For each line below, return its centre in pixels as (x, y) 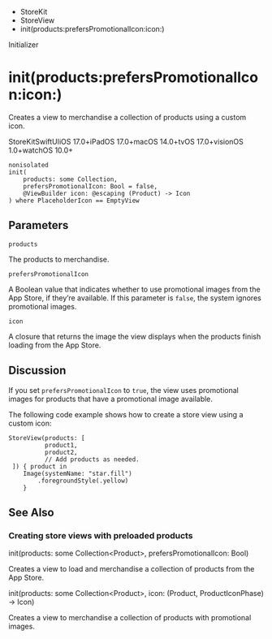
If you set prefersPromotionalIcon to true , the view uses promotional (124, 390)
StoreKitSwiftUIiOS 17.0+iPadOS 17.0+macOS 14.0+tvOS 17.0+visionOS (126, 141)
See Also (31, 512)
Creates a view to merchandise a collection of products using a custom (127, 117)
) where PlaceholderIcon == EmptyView (74, 201)
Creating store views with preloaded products (101, 535)
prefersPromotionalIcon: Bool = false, (91, 186)
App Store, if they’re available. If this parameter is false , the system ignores (135, 298)
